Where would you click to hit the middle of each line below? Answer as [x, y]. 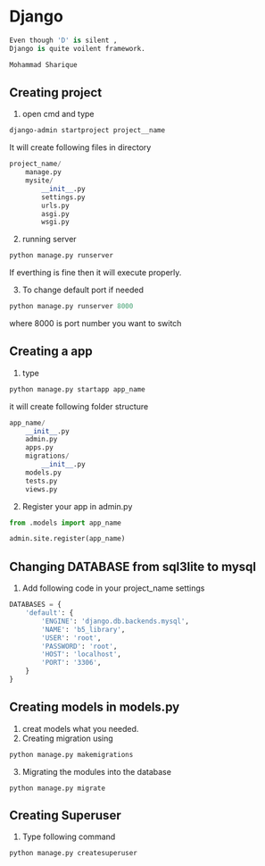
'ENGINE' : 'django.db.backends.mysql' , [116, 621]
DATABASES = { [36, 605]
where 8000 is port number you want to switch [95, 323]
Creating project [56, 92]
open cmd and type [58, 114]
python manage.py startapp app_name [77, 389]
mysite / [39, 181]
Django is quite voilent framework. [77, 48]
